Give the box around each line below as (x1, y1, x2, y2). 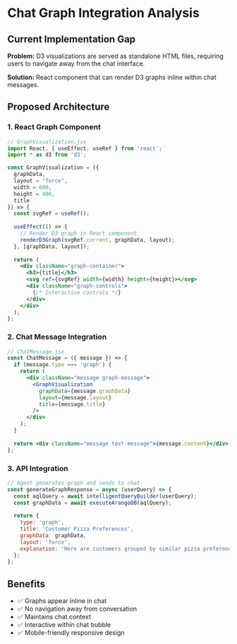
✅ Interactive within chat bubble (17, 621, 111, 629)
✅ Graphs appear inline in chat (17, 597, 107, 605)
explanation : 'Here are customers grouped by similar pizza (20, 545, 200, 552)
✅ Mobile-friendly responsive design (17, 628, 125, 637)
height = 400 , (13, 190, 55, 197)
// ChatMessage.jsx (7, 348, 65, 355)
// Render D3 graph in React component (20, 230, 138, 238)
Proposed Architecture (7, 101, 110, 113)
